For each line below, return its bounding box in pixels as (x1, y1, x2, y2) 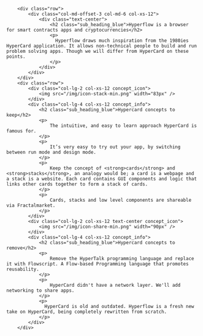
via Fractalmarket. (6, 202, 56, 208)
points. (6, 53, 26, 60)
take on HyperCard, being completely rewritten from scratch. (6, 309, 167, 315)
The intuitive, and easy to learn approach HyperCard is (49, 123, 198, 129)
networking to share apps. (6, 287, 75, 293)
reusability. (6, 266, 40, 272)
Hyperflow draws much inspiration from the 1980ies (55, 38, 189, 44)
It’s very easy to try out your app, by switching (49, 144, 181, 150)
